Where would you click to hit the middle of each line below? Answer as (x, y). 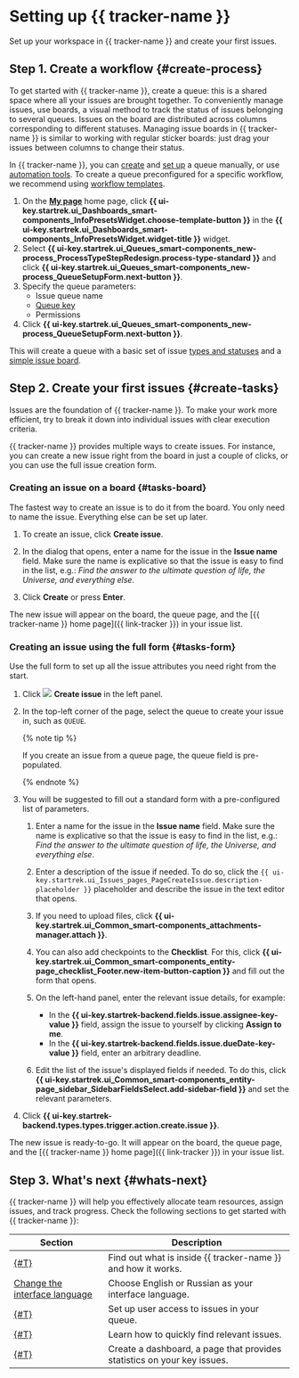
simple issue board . (45, 360)
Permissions (58, 315)
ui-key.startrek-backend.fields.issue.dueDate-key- (178, 1044)
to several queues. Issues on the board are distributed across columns (138, 119)
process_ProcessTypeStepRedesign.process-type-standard (137, 258)
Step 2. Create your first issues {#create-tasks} (144, 388)
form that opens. (66, 980)
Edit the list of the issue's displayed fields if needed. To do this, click (161, 1070)
